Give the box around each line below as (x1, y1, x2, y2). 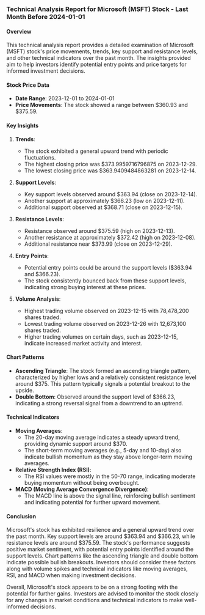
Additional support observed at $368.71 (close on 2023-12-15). (24, 204, 183, 211)
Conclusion (6, 512, 37, 520)
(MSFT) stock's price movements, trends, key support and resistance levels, (6, 48, 198, 55)
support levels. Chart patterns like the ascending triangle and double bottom (6, 552, 198, 559)
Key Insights (6, 122, 39, 129)
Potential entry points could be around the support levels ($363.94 (24, 263, 192, 271)
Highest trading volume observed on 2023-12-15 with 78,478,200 (24, 307, 189, 314)
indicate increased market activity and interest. (24, 339, 143, 347)
